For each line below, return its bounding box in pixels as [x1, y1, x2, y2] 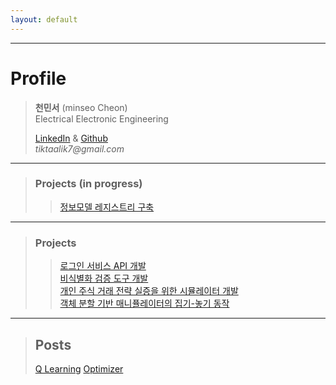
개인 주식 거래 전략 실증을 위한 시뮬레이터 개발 [59, 285, 239, 297]
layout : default [10, 14, 78, 25]
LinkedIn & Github [34, 132, 108, 144]
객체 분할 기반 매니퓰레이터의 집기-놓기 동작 [59, 297, 230, 310]
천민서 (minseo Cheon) [34, 101, 128, 113]
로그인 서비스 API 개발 [59, 260, 147, 272]
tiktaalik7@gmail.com [34, 142, 125, 155]
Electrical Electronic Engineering [34, 112, 169, 125]
